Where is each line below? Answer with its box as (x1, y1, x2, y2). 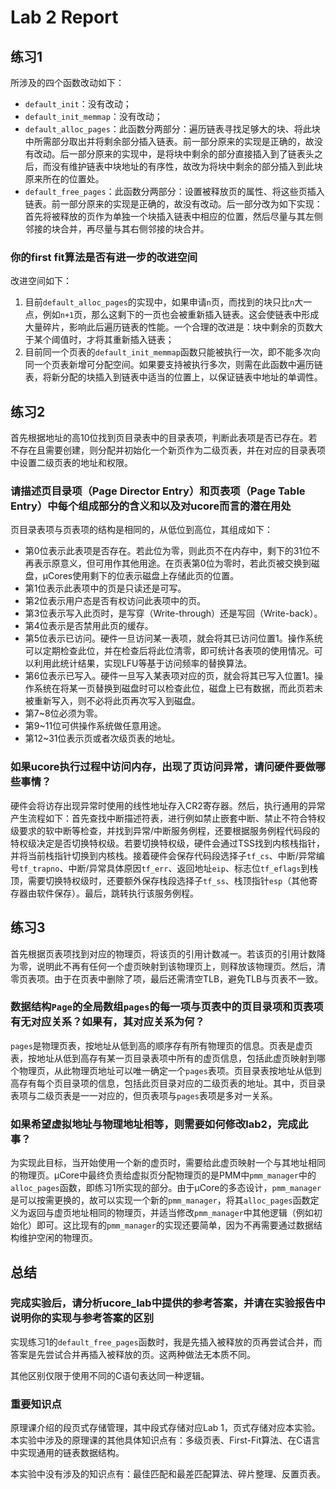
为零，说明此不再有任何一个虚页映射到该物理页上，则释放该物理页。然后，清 (10, 960, 326, 972)
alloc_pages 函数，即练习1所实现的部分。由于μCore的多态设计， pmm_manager (10, 1182, 322, 1194)
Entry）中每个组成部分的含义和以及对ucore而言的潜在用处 (10, 499, 292, 513)
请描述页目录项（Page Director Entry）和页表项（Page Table (10, 484, 306, 498)
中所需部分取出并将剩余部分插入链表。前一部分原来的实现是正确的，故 (24, 136, 315, 147)
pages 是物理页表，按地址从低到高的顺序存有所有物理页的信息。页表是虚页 (10, 1039, 313, 1051)
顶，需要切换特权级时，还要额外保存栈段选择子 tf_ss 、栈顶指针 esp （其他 (10, 874, 310, 886)
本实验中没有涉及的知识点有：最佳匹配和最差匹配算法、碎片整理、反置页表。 (10, 1468, 326, 1480)
